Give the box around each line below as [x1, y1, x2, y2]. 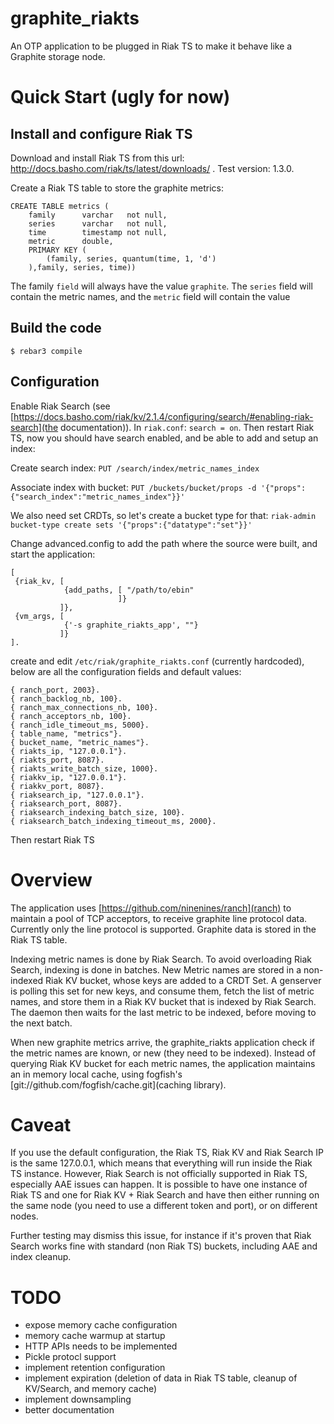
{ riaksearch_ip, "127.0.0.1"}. [10, 790, 145, 800]
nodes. [10, 1210, 39, 1222]
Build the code [10, 320, 102, 337]
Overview [10, 868, 93, 891]
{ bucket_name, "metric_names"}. [10, 737, 150, 747]
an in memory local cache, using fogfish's [10, 1068, 183, 1080]
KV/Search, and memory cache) [24, 1383, 158, 1395]
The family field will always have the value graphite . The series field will [10, 280, 313, 292]
